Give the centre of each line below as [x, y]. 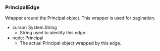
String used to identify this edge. [53, 33]
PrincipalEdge [22, 7]
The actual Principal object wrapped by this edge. [70, 43]
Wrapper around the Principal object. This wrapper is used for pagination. [80, 18]
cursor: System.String [34, 27]
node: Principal [28, 38]
